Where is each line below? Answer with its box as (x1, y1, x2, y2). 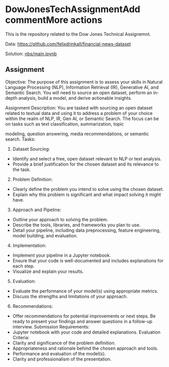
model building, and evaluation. (12, 232, 78, 238)
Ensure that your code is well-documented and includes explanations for (12, 257, 164, 264)
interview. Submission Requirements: (12, 323, 90, 330)
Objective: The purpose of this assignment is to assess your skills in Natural (5, 78, 163, 85)
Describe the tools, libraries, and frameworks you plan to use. (12, 222, 141, 228)
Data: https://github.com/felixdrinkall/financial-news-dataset (5, 40, 131, 47)
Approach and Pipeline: (12, 207, 62, 213)
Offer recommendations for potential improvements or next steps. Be (12, 313, 156, 319)
